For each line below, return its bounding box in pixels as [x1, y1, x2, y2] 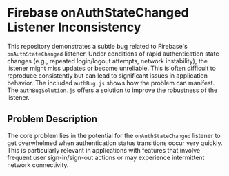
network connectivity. [7, 160, 69, 169]
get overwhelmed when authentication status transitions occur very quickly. [7, 139, 223, 147]
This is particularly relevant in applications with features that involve [7, 146, 201, 154]
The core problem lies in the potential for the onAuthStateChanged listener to [7, 131, 221, 140]
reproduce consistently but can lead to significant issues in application [7, 71, 208, 80]
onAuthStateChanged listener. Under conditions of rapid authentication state [7, 49, 219, 58]
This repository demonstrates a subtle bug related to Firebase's [7, 42, 188, 50]
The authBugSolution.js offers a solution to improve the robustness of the [7, 86, 218, 94]
